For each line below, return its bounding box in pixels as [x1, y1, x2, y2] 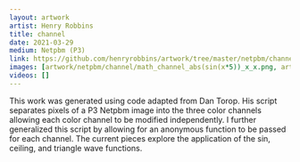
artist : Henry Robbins [9, 21, 94, 30]
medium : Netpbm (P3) [9, 46, 87, 55]
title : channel [9, 29, 66, 38]
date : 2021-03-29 [9, 37, 74, 47]
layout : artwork [9, 12, 70, 22]
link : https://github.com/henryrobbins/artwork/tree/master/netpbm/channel [9, 54, 297, 63]
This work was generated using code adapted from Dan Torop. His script [9, 95, 278, 106]
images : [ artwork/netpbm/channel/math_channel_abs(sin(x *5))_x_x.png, [9, 63, 278, 72]
